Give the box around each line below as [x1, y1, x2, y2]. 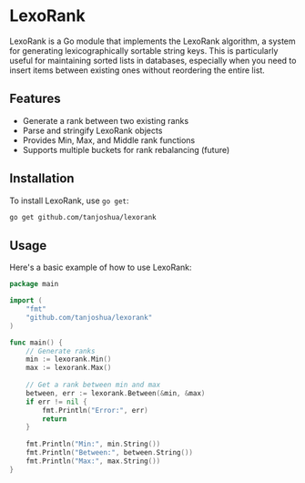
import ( [9, 296, 43, 305]
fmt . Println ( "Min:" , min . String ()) [25, 439, 161, 449]
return [42, 414, 67, 424]
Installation [9, 170, 75, 187]
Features [9, 91, 61, 107]
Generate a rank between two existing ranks [22, 115, 189, 126]
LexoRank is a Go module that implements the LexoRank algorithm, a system [9, 36, 296, 46]
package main [9, 280, 59, 289]
